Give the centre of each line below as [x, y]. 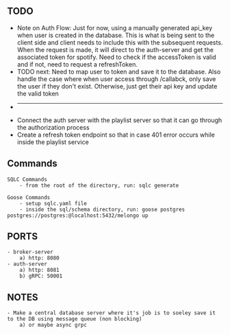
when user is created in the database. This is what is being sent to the [116, 35]
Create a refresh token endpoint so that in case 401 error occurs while [116, 135]
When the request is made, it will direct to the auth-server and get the [115, 49]
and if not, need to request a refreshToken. [77, 64]
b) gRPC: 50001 [41, 276]
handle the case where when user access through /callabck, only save [116, 79]
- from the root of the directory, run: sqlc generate [99, 185]
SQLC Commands [27, 179]
